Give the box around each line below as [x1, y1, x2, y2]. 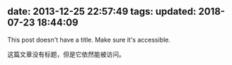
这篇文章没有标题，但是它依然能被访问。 [7, 49, 125, 59]
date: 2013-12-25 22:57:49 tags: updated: [7, 6, 197, 18]
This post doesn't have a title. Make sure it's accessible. [7, 35, 171, 44]
